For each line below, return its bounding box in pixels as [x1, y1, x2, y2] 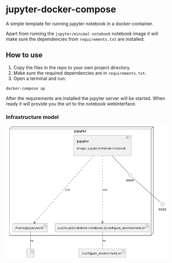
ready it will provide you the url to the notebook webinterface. [6, 100, 137, 107]
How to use [6, 51, 43, 59]
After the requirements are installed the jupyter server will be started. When [6, 95, 166, 101]
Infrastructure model [6, 113, 59, 120]
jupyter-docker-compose [6, 4, 117, 15]
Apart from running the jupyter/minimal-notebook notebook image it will [6, 30, 159, 36]
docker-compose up [6, 86, 45, 91]
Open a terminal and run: [13, 75, 66, 82]
